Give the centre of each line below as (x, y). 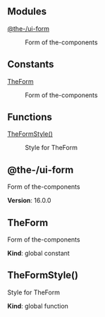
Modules (27, 12)
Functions (30, 117)
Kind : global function (38, 306)
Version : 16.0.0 (29, 201)
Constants (31, 64)
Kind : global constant (39, 254)
